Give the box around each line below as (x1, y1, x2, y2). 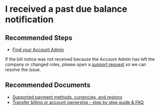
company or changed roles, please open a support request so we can (5, 62, 147, 67)
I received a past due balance (5, 3, 128, 15)
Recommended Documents (5, 81, 91, 89)
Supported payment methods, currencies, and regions (12, 94, 123, 100)
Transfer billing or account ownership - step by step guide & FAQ (12, 99, 144, 105)
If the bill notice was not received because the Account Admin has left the (5, 56, 155, 62)
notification (5, 14, 54, 25)
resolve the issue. (5, 67, 41, 73)
